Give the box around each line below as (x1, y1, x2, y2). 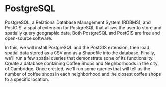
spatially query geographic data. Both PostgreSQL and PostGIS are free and (5, 30, 160, 36)
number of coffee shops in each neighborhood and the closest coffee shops (5, 71, 161, 77)
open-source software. (5, 35, 52, 41)
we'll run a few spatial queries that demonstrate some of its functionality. (5, 55, 154, 61)
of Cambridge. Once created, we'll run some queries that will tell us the (5, 65, 150, 72)
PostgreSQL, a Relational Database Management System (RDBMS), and (5, 19, 151, 25)
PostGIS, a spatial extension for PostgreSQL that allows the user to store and (5, 24, 162, 30)
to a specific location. (5, 76, 50, 82)
